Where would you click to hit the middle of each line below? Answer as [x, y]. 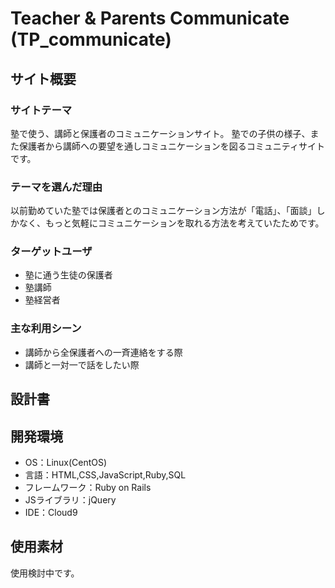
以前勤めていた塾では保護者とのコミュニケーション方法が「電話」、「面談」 [163, 211]
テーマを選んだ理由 [56, 187]
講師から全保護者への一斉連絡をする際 [103, 352]
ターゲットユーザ [51, 252]
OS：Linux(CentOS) [66, 462]
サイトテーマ [41, 110]
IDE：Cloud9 [51, 512]
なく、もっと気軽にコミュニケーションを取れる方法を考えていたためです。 [171, 223]
